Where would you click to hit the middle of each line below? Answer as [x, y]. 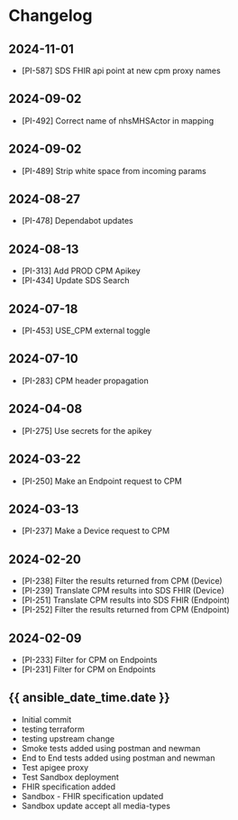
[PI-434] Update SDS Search [75, 281]
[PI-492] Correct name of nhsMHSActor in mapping [117, 120]
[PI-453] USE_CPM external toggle [86, 331]
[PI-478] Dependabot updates [77, 221]
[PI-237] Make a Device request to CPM [96, 531]
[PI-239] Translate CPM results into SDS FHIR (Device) [123, 591]
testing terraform [53, 729]
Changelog [50, 16]
